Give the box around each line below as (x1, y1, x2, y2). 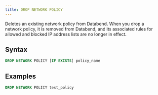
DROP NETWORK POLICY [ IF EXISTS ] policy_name (5, 59, 100, 63)
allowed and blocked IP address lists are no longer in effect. (5, 31, 127, 37)
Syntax (5, 45, 28, 54)
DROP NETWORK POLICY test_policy (5, 85, 74, 90)
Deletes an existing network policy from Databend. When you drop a (5, 21, 144, 27)
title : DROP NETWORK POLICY (5, 7, 63, 12)
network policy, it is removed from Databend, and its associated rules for (5, 26, 153, 32)
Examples (5, 72, 36, 80)
